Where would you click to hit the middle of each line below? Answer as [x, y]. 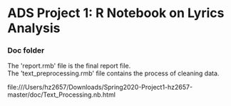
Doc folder [26, 51]
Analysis [34, 28]
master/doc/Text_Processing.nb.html [62, 95]
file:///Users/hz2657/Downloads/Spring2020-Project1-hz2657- [100, 88]
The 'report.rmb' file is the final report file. [69, 66]
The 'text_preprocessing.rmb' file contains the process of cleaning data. [113, 73]
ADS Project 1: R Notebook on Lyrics [116, 13]
